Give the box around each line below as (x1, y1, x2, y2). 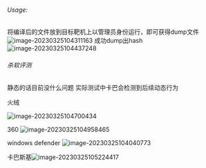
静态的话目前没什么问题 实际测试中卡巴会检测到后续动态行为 (7, 84, 178, 92)
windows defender (7, 139, 61, 147)
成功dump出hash (94, 37, 143, 45)
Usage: (7, 6, 28, 14)
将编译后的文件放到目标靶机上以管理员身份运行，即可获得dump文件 (7, 28, 199, 36)
